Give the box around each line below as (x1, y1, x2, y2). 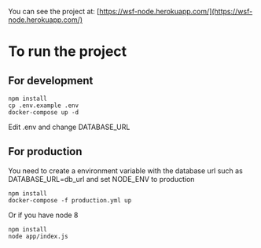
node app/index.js (8, 232, 68, 240)
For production (8, 145, 83, 158)
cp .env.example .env (8, 102, 79, 109)
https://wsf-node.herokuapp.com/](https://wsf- (99, 7, 253, 16)
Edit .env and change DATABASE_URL (8, 122, 130, 131)
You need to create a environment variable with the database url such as (8, 165, 244, 176)
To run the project (8, 43, 127, 61)
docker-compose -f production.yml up (8, 196, 132, 204)
